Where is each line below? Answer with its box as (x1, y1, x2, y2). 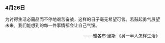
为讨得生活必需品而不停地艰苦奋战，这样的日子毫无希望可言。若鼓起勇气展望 (5, 16, 160, 22)
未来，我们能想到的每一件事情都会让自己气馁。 (5, 22, 100, 28)
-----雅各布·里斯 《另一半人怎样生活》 (82, 33, 160, 39)
